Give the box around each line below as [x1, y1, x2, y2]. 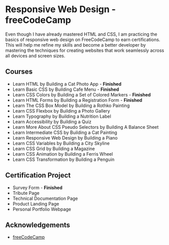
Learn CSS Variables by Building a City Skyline [12, 140, 110, 146]
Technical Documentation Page [12, 195, 78, 201]
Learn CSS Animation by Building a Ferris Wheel [12, 151, 113, 157]
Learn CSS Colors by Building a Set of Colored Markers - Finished [12, 91, 151, 97]
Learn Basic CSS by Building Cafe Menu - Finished [12, 86, 119, 92]
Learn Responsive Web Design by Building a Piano [12, 134, 118, 141]
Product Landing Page [12, 200, 59, 206]
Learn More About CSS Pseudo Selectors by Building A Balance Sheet [12, 124, 159, 130]
